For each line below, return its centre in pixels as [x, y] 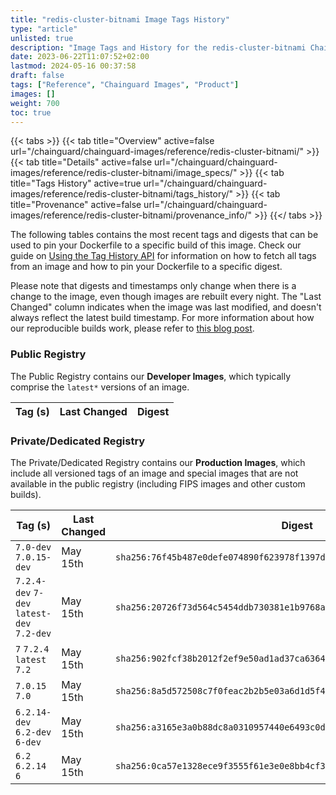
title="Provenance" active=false [76, 205]
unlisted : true [42, 38]
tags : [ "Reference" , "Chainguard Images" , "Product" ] [125, 85]
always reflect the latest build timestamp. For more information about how [162, 318]
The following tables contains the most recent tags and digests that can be [164, 235]
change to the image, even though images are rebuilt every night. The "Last [166, 297]
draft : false [37, 76]
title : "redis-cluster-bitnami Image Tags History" [120, 19]
